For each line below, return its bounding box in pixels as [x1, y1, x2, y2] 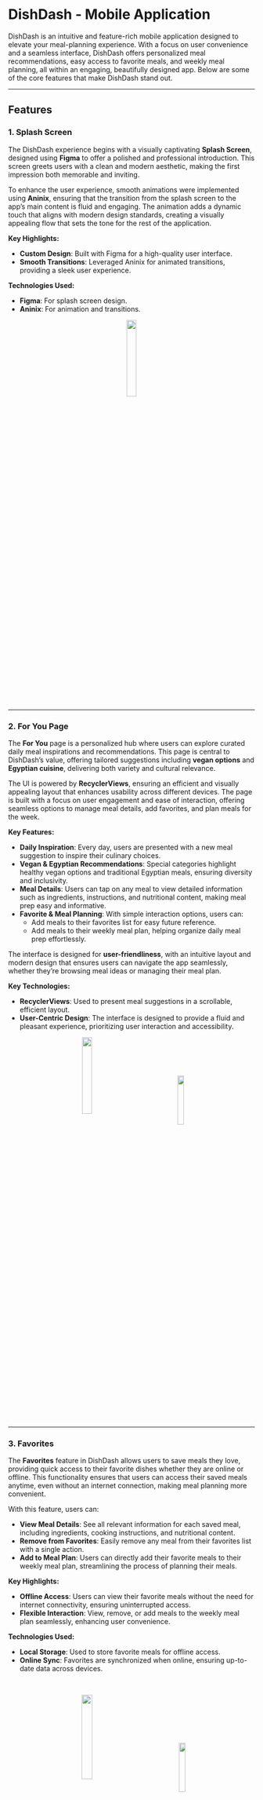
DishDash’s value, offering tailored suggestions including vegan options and [8, 755, 254, 765]
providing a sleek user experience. [19, 265, 131, 275]
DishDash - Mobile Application [8, 5, 211, 24]
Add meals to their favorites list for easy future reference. [31, 917, 217, 927]
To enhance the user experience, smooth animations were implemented [8, 184, 240, 194]
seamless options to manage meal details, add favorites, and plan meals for [8, 803, 252, 813]
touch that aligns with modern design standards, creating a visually [8, 210, 225, 219]
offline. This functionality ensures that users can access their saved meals [8, 1473, 248, 1482]
